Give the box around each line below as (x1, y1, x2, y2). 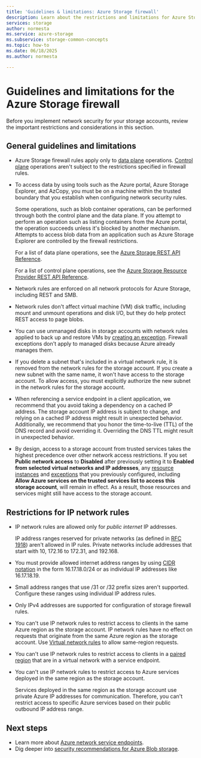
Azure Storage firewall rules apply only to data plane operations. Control (14, 157, 193, 164)
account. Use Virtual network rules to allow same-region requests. (14, 639, 179, 646)
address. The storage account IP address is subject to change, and (14, 408, 181, 415)
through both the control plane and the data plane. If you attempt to (14, 212, 181, 219)
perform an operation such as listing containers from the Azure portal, (14, 218, 188, 226)
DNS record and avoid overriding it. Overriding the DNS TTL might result (14, 427, 193, 435)
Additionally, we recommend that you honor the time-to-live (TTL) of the (14, 421, 193, 428)
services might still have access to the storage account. (14, 490, 153, 497)
